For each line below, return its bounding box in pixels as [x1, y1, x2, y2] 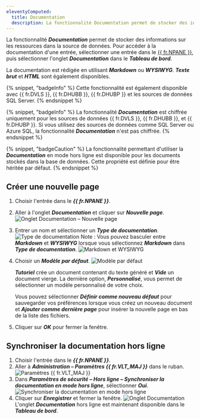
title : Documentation [11, 14, 65, 20]
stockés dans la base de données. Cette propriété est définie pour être [6, 158, 180, 165]
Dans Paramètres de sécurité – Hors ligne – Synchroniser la [14, 376, 165, 383]
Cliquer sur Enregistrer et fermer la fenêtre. [14, 395, 122, 402]
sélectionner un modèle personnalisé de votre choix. [14, 282, 144, 289]
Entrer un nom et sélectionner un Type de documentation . [14, 227, 159, 234]
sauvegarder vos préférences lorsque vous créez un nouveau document [14, 299, 192, 307]
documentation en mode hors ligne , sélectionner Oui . [14, 382, 149, 389]
